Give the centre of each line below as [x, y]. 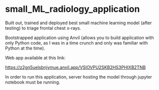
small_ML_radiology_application [72, 9]
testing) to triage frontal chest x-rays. [43, 28]
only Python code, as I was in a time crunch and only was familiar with [77, 43]
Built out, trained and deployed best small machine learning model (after [79, 23]
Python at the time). [25, 48]
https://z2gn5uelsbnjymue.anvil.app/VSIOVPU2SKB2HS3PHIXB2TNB [76, 67]
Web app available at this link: [35, 57]
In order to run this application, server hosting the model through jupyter [79, 77]
